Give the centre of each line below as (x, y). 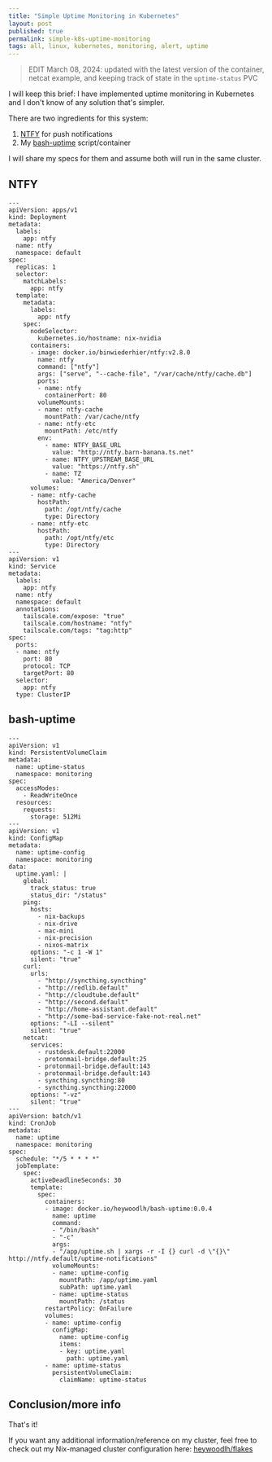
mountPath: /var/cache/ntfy (92, 416)
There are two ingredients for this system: (78, 118)
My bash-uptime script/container (76, 143)
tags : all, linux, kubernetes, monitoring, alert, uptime (108, 46)
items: (71, 1344)
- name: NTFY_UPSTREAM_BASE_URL (99, 459)
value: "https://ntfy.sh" (95, 466)
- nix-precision (65, 937)
